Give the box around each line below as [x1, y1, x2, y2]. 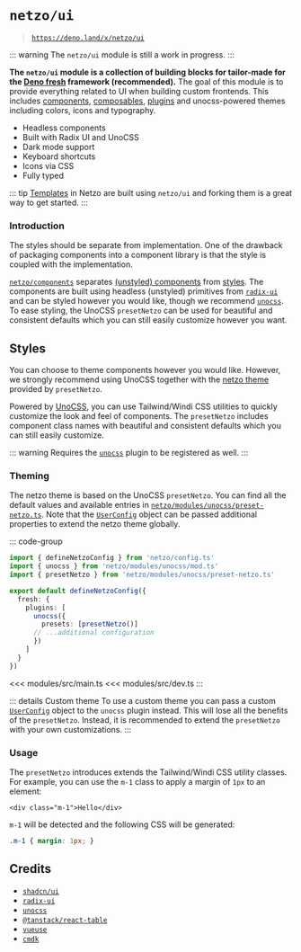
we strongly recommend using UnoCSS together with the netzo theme [9, 374, 270, 385]
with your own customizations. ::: [9, 724, 132, 734]
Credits [9, 861, 52, 876]
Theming [9, 469, 49, 482]
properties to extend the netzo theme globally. [9, 519, 181, 529]
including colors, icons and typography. [9, 104, 156, 115]
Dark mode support [22, 141, 95, 152]
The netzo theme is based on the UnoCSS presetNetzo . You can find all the [9, 490, 287, 501]
